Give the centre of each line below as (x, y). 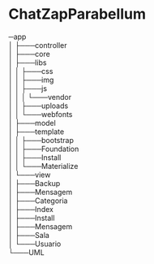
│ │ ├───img (31, 80)
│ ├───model (32, 123)
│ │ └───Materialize (43, 166)
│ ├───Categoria (38, 201)
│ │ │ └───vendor (40, 97)
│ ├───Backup (34, 183)
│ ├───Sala (29, 235)
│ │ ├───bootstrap (41, 140)
